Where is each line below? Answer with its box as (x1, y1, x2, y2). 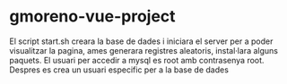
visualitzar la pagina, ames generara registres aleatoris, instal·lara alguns (9, 45, 278, 55)
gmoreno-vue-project (9, 6, 177, 27)
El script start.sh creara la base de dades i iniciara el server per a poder (9, 36, 274, 46)
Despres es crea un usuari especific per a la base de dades (9, 64, 229, 75)
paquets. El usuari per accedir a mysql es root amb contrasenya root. (9, 55, 265, 65)
